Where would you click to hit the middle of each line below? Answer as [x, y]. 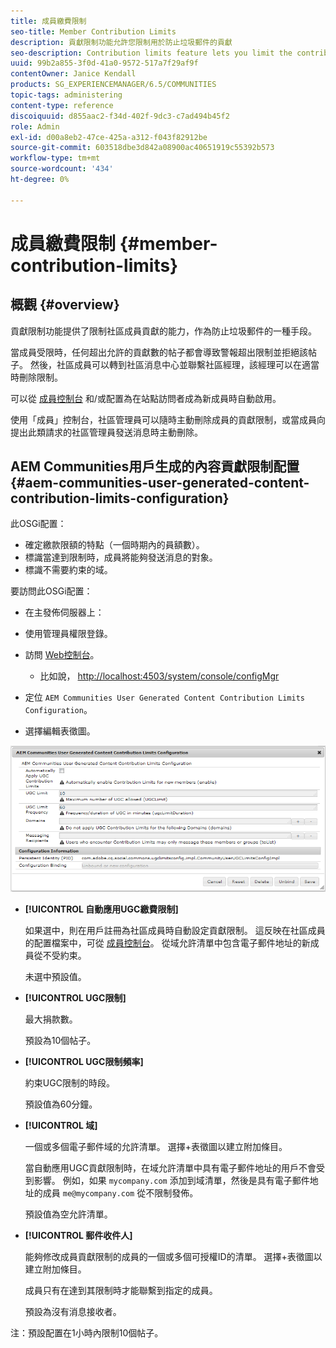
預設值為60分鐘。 [61, 1104]
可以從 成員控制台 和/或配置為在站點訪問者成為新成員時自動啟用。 [146, 398]
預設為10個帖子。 [60, 1040]
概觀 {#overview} [65, 305]
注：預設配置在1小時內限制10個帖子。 [87, 1332]
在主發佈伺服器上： [64, 612]
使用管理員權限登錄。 [68, 634]
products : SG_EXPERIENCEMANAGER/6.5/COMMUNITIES [113, 85]
